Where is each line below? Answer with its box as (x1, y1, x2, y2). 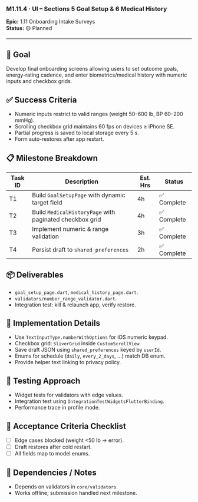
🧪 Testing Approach (6, 376, 81, 386)
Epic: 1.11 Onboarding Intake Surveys (6, 18, 95, 25)
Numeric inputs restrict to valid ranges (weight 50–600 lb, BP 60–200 (14, 110, 184, 117)
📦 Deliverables (6, 270, 64, 280)
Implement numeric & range (32, 224, 109, 233)
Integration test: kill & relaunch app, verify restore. (14, 301, 137, 308)
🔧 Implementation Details (6, 318, 101, 328)
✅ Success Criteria (6, 95, 77, 105)
